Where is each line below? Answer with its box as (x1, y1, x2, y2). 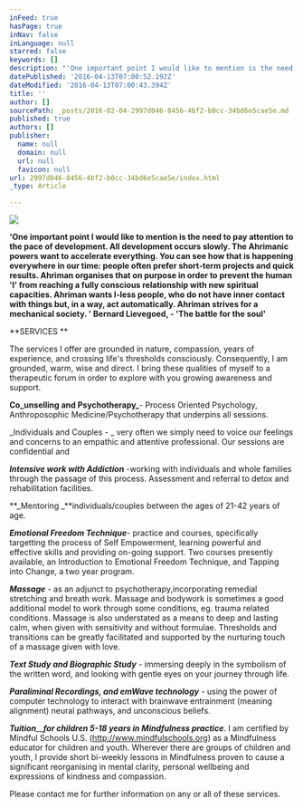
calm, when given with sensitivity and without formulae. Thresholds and (9, 622, 278, 633)
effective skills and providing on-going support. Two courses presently (9, 547, 273, 558)
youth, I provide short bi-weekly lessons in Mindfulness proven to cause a (9, 752, 285, 763)
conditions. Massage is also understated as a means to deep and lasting (9, 612, 279, 623)
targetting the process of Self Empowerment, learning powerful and (9, 537, 261, 548)
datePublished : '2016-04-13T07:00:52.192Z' (9, 72, 176, 82)
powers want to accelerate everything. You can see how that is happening (9, 251, 294, 262)
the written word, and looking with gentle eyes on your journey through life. (9, 669, 289, 679)
